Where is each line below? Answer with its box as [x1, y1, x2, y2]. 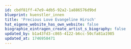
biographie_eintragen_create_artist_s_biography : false [5, 27, 126, 32]
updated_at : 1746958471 [5, 36, 56, 41]
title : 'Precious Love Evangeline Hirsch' [5, 17, 96, 22]
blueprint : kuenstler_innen [5, 12, 65, 17]
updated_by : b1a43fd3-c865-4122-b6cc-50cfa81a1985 [5, 31, 115, 36]
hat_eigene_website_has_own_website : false [5, 21, 99, 27]
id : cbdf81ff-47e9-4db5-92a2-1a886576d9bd [5, 7, 96, 13]
